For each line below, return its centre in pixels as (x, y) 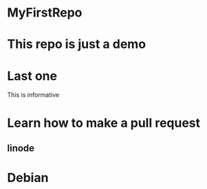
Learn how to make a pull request (104, 123)
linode (21, 148)
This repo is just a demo (77, 44)
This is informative (33, 95)
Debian (28, 178)
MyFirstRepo (45, 13)
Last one (32, 76)
